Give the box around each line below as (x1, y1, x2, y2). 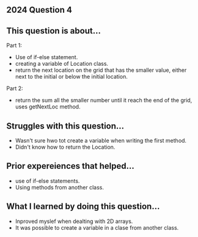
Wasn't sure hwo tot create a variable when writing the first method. (15, 137, 187, 144)
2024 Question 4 (6, 5, 72, 15)
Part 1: (6, 42, 23, 49)
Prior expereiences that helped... (6, 161, 134, 171)
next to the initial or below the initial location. (15, 73, 128, 80)
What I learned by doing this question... (6, 201, 160, 212)
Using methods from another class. (15, 183, 105, 191)
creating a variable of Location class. (15, 60, 109, 68)
